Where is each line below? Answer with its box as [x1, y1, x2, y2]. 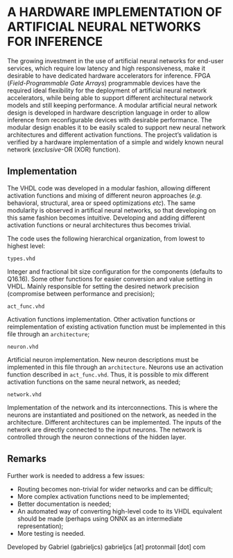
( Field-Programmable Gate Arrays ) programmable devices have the [7, 79, 201, 87]
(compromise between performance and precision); [7, 289, 155, 297]
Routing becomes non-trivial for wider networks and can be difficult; [17, 484, 213, 493]
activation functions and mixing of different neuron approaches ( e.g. [7, 191, 202, 199]
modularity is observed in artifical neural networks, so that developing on [7, 206, 216, 214]
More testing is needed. [17, 529, 85, 537]
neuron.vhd [7, 343, 39, 350]
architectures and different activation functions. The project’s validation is [7, 130, 218, 139]
